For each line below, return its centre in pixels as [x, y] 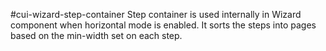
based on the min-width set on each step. [96, 35]
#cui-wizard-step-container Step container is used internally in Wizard [156, 14]
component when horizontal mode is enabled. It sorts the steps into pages [163, 25]
